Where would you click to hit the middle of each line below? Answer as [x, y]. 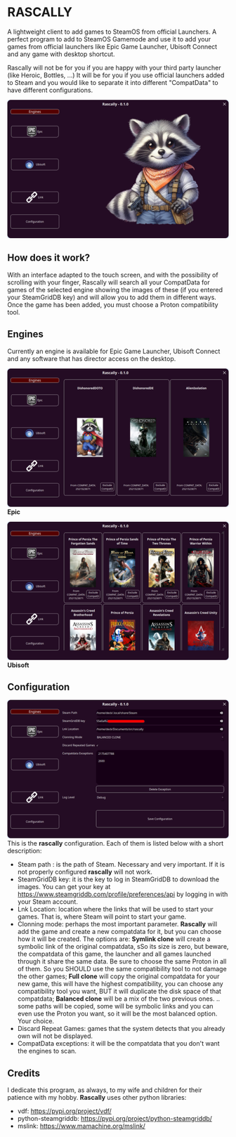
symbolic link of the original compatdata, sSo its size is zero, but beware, [123, 947]
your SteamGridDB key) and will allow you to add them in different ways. [112, 297]
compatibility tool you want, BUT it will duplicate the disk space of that [119, 992]
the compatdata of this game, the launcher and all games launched [114, 954]
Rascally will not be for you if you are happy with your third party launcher [114, 67]
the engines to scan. [47, 1051]
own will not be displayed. [55, 1036]
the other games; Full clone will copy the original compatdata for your [118, 976]
